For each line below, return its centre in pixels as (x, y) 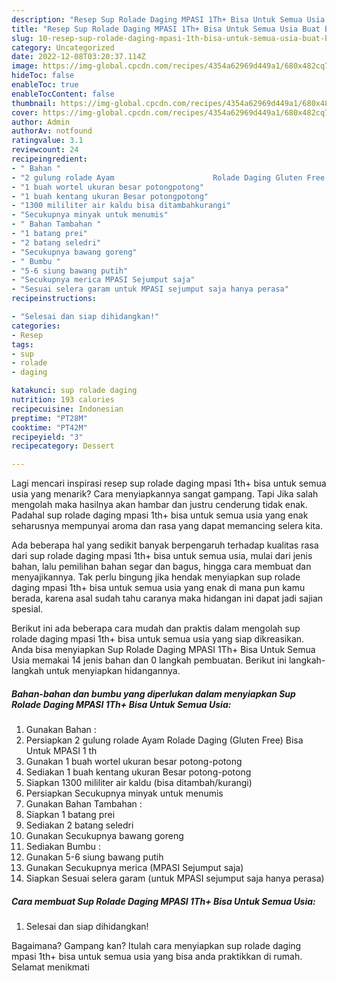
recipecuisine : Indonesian (67, 409)
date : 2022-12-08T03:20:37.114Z (78, 57)
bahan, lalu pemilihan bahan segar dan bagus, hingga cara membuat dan (161, 567)
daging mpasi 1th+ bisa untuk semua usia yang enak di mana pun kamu (158, 588)
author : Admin (41, 122)
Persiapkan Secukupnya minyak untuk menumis (124, 793)
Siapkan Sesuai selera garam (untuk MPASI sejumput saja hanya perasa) (175, 878)
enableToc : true (45, 85)
